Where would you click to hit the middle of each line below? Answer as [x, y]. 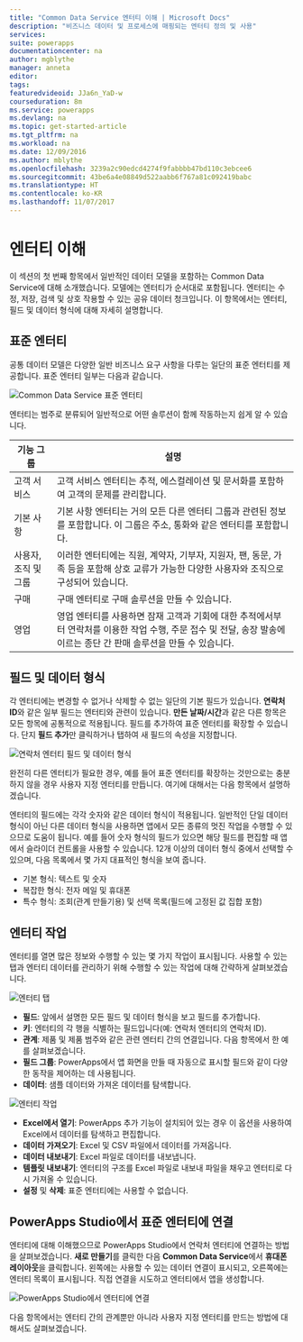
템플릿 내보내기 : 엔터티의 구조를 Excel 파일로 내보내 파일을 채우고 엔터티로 [152, 1168]
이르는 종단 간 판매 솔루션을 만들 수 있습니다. [146, 643]
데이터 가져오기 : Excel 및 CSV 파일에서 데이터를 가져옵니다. [127, 1146]
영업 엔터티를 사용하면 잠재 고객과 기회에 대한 [147, 616]
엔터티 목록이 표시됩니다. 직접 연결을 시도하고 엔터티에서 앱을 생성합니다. [137, 1279]
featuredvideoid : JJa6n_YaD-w [66, 93]
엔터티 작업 [38, 932]
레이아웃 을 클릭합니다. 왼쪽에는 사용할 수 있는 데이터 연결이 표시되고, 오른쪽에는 [149, 1268]
